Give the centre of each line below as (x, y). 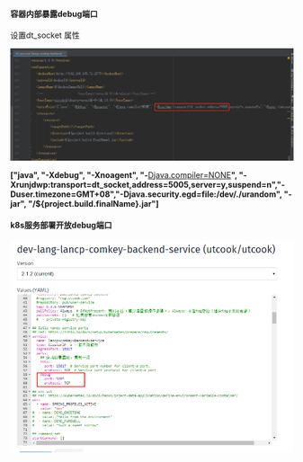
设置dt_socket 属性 (45, 35)
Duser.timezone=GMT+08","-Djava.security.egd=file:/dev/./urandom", (146, 194)
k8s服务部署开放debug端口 (61, 226)
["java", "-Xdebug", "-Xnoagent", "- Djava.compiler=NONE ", (124, 174)
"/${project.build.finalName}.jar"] (94, 203)
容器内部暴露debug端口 (54, 13)
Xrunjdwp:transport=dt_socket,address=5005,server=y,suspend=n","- (148, 184)
